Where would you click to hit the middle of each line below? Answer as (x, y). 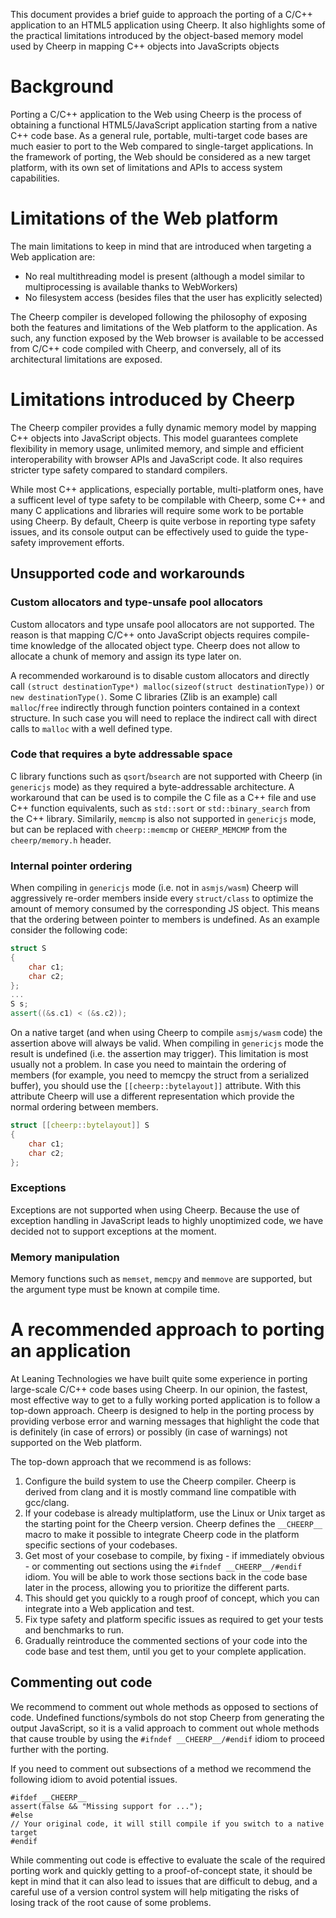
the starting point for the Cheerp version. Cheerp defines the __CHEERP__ (173, 1523)
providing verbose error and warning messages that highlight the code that (165, 1421)
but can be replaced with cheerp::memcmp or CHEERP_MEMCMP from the (149, 829)
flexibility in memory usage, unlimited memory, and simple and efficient (157, 448)
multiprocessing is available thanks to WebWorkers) (131, 286)
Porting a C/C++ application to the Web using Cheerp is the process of (156, 114)
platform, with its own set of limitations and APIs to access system (146, 167)
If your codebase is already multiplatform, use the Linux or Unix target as (175, 1513)
